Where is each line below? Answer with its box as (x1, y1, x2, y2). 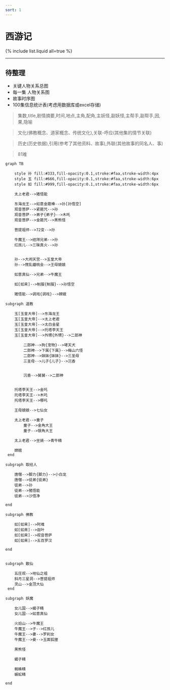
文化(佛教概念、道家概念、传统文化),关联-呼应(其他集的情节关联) (17, 130, 152, 136)
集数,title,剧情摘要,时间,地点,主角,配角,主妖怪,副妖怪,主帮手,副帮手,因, (17, 112, 161, 119)
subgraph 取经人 (5, 462, 37, 467)
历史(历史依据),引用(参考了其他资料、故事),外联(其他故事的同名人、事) (17, 140, 163, 147)
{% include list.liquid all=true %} (5, 48, 72, 54)
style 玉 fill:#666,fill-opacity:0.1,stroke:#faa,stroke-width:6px (14, 177, 159, 182)
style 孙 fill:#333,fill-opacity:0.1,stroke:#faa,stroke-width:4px (14, 171, 159, 176)
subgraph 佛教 (5, 512, 34, 517)
